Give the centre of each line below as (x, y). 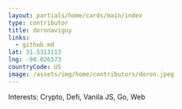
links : (19, 38)
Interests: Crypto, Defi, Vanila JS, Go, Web (77, 96)
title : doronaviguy (40, 30)
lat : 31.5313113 (35, 52)
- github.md (35, 45)
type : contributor (38, 23)
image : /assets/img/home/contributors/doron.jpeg (91, 74)
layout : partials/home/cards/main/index (76, 15)
